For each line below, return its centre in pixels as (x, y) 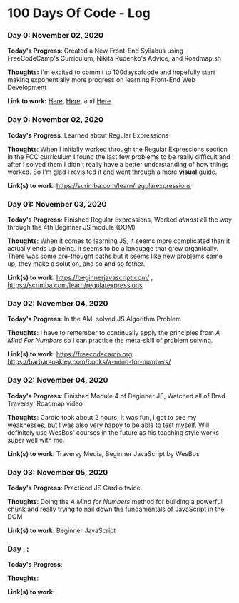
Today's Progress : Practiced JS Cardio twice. (75, 488)
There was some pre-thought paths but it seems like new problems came (115, 256)
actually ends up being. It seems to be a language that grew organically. (113, 249)
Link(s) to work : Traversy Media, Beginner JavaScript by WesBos (103, 453)
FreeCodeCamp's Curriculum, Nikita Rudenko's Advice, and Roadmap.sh (115, 58)
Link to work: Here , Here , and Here (59, 101)
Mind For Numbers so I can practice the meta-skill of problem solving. (110, 341)
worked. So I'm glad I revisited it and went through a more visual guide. (112, 172)
